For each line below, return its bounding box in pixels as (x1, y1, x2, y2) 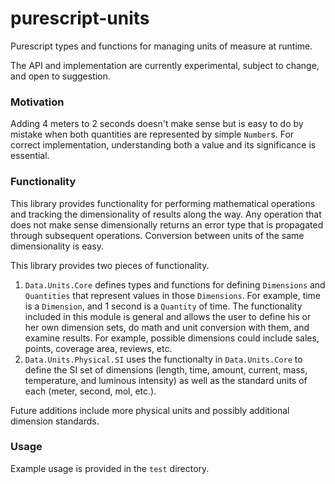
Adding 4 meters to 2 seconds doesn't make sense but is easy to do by (10, 118, 304, 130)
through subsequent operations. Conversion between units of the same (10, 229, 305, 241)
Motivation (10, 95, 65, 109)
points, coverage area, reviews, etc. (24, 342, 173, 354)
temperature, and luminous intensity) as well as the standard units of (24, 374, 308, 386)
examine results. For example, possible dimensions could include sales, (24, 332, 320, 344)
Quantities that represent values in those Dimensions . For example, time (24, 289, 322, 301)
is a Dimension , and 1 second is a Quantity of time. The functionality (24, 300, 303, 312)
